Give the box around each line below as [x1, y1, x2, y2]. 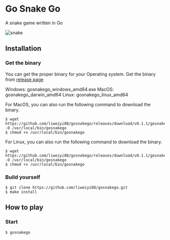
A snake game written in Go [5, 20, 63, 26]
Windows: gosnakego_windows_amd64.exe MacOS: [5, 86, 114, 92]
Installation [5, 44, 41, 53]
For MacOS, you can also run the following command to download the [5, 101, 151, 107]
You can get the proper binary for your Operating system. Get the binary [5, 71, 156, 77]
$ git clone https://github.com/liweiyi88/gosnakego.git [5, 185, 128, 190]
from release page [5, 76, 44, 83]
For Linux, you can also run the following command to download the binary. [5, 139, 162, 145]
